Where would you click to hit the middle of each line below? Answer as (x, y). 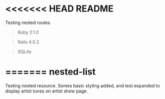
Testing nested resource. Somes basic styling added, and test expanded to (83, 85)
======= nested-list (50, 72)
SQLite (24, 51)
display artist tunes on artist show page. (47, 91)
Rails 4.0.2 (28, 42)
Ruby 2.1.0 (28, 32)
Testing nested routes (28, 22)
